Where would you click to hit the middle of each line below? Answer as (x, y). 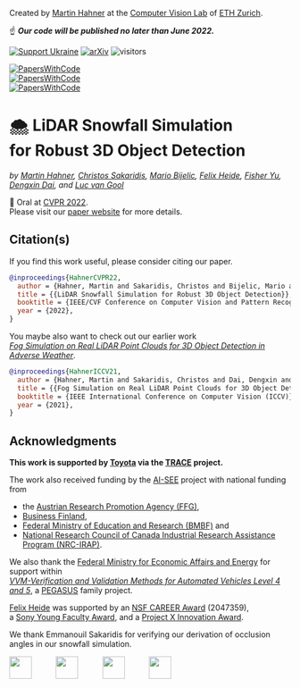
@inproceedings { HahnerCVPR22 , (66, 277)
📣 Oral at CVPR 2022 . (49, 202)
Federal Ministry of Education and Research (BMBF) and (125, 525)
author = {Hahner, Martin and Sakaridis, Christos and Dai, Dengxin (147, 380)
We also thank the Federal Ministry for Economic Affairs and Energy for (140, 562)
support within (36, 572)
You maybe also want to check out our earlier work (103, 336)
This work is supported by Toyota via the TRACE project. (116, 463)
